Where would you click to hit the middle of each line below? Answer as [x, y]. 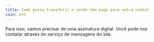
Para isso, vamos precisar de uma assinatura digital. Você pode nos [76, 28]
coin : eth [16, 14]
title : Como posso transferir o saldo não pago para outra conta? [77, 10]
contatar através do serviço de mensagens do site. [59, 34]
